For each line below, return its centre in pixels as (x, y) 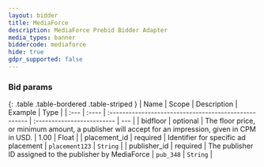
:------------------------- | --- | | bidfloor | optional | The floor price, (144, 121)
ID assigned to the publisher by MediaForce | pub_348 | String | (111, 154)
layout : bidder (33, 15)
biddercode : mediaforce (47, 45)
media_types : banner (42, 37)
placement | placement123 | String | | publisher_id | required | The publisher (131, 146)
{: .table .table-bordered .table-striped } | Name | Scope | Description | (123, 104)
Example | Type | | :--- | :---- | (57, 113)
